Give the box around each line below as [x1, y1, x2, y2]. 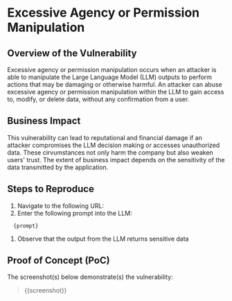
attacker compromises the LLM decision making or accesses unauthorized [7, 141, 220, 149]
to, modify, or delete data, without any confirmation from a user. [7, 95, 190, 103]
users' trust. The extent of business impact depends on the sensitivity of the [7, 155, 225, 164]
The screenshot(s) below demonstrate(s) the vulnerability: [7, 273, 173, 282]
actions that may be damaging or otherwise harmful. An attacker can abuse [7, 80, 223, 88]
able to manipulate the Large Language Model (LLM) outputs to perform [7, 73, 213, 81]
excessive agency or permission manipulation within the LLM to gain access [7, 88, 224, 96]
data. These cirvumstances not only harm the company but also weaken [7, 148, 213, 157]
